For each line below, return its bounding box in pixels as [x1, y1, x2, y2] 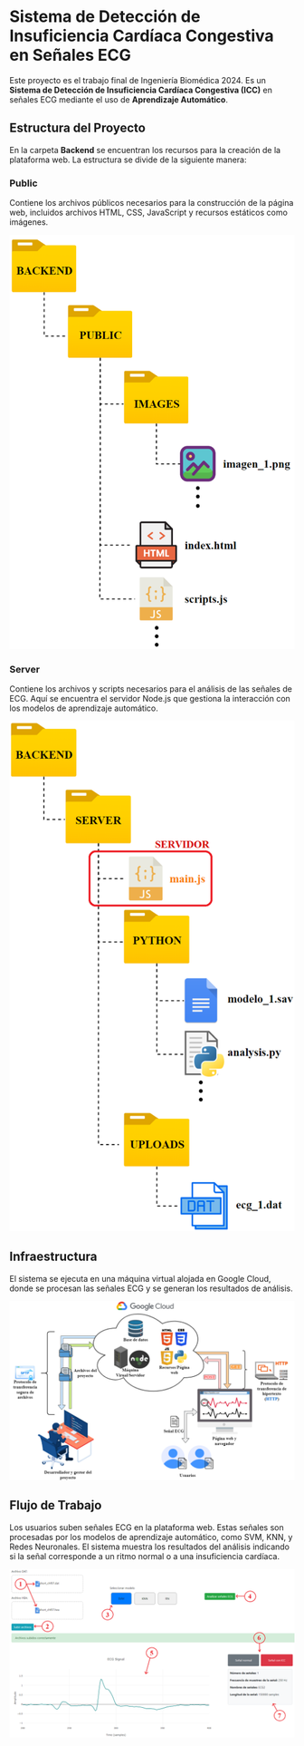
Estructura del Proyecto [9, 121, 147, 136]
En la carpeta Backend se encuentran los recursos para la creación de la [9, 144, 281, 155]
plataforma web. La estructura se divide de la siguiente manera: [9, 154, 247, 165]
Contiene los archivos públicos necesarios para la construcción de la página [9, 198, 294, 209]
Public [9, 177, 38, 189]
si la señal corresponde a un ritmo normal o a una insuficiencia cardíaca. [9, 1550, 280, 1561]
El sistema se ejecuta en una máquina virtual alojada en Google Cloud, [9, 1273, 271, 1284]
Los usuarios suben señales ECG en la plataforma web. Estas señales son [9, 1521, 284, 1533]
